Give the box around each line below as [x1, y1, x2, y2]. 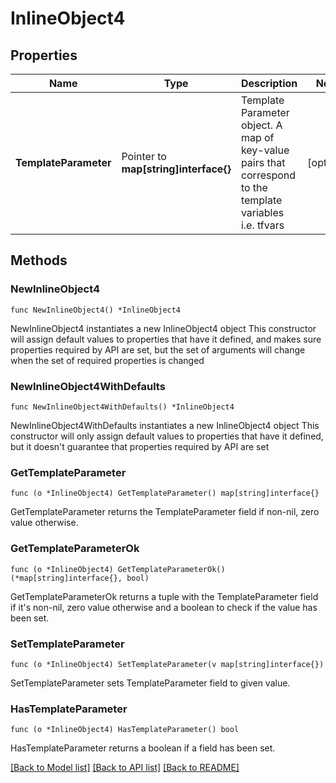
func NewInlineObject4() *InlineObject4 [10, 305, 182, 315]
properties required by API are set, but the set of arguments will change [10, 343, 306, 356]
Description [240, 77, 298, 90]
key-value [240, 143, 290, 157]
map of [240, 131, 275, 144]
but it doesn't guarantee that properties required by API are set [10, 440, 270, 452]
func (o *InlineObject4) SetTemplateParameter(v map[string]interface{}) [10, 659, 325, 669]
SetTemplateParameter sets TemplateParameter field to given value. [10, 677, 291, 689]
